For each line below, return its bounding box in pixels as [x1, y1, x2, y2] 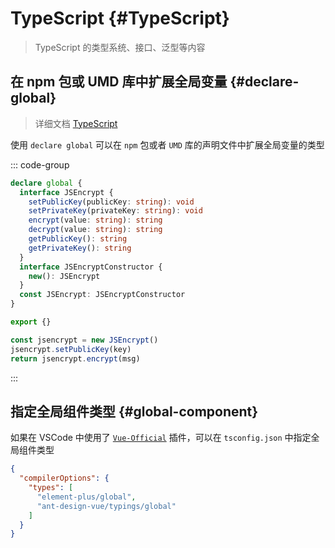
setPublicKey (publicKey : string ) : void [28, 197, 195, 207]
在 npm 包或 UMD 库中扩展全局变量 [10, 73, 228, 91]
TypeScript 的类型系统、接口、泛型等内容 [34, 41, 206, 53]
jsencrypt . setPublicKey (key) [10, 344, 132, 354]
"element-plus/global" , [36, 492, 137, 502]
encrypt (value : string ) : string [28, 215, 163, 226]
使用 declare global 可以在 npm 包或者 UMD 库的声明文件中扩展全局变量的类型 [10, 138, 325, 151]
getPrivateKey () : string [28, 243, 132, 253]
